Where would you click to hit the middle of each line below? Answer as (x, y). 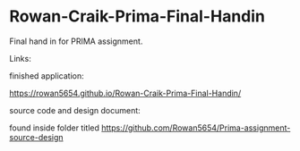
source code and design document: (75, 110)
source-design (37, 137)
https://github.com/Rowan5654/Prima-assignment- (196, 128)
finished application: (47, 75)
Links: (20, 58)
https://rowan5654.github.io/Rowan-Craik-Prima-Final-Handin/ (125, 93)
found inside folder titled (55, 128)
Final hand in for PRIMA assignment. (76, 41)
